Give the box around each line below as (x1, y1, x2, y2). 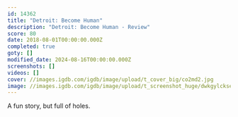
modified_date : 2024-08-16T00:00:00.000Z (7, 56, 132, 63)
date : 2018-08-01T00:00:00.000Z (7, 37, 103, 44)
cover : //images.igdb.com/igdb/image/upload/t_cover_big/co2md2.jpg (7, 75, 214, 83)
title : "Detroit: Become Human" (7, 17, 103, 24)
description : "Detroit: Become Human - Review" (7, 23, 151, 30)
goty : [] (7, 50, 33, 57)
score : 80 (7, 30, 37, 37)
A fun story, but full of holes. (7, 101, 91, 110)
